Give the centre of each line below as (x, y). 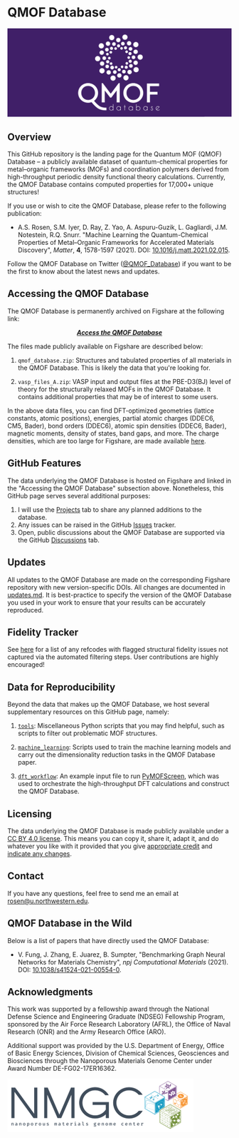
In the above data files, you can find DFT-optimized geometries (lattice (111, 411)
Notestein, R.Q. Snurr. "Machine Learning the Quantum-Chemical (113, 235)
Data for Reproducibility (62, 687)
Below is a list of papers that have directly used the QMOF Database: (108, 940)
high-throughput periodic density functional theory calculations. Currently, (117, 177)
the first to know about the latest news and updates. (84, 271)
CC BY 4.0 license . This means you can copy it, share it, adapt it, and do (113, 838)
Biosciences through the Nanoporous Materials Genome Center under (110, 1061)
